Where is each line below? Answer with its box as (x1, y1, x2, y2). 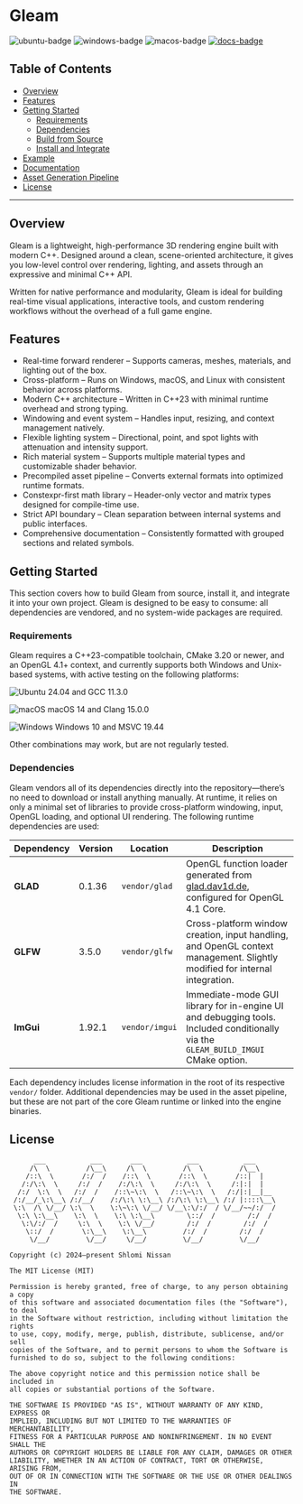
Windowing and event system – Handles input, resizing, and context (22, 413, 275, 424)
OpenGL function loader (186, 857, 289, 869)
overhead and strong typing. (22, 404, 129, 414)
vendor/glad (121, 881, 173, 891)
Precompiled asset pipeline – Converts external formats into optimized (22, 470, 284, 481)
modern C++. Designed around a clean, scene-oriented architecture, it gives (9, 249, 294, 260)
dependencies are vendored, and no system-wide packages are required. (9, 607, 283, 618)
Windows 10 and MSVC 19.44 (54, 721, 165, 732)
